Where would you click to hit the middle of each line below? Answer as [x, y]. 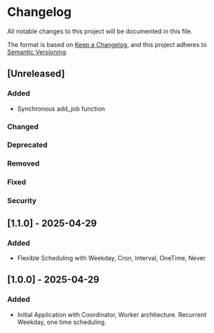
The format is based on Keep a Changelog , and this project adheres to [107, 44]
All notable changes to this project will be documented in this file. [100, 31]
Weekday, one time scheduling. [62, 322]
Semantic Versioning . [37, 52]
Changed [23, 127]
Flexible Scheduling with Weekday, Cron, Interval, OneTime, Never [111, 258]
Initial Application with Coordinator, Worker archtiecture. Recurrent [112, 314]
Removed [23, 163]
